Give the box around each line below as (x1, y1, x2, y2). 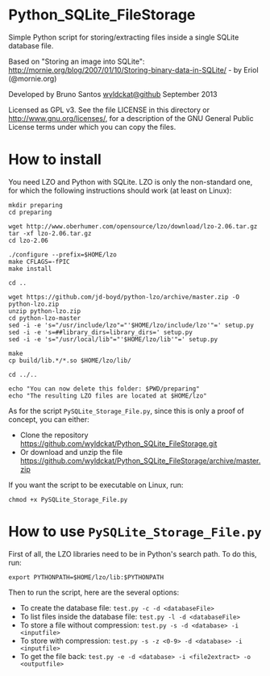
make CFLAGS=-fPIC (8, 257, 70, 265)
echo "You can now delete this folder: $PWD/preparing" (8, 385, 200, 393)
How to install (8, 151, 102, 169)
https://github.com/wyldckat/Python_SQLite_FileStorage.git (19, 438, 218, 449)
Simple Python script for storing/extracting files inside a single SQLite (8, 32, 239, 42)
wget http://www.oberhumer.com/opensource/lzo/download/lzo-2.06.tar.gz (8, 222, 258, 231)
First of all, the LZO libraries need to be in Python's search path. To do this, (8, 549, 257, 558)
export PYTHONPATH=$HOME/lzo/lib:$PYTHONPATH (8, 573, 164, 582)
